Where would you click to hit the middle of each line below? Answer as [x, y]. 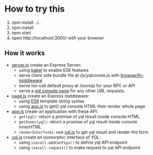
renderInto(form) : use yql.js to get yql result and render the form [84, 132]
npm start [21, 33]
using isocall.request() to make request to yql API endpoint [80, 147]
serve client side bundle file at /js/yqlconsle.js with [69, 75]
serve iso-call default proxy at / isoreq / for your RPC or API [77, 86]
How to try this [35, 9]
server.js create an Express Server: [46, 65]
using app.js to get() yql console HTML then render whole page [82, 106]
